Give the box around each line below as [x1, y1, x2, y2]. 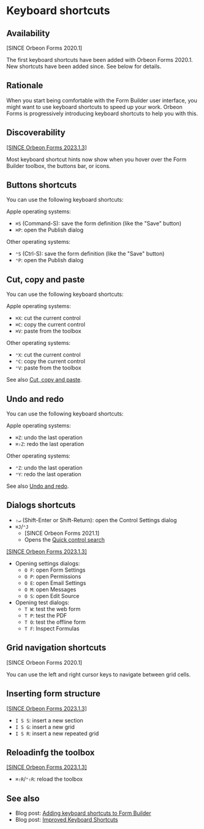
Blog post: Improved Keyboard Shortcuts [15, 816, 118, 823]
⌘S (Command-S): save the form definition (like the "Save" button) [15, 220, 182, 227]
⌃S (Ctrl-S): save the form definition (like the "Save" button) [15, 250, 165, 257]
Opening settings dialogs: [15, 559, 80, 567]
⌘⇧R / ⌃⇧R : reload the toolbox [15, 776, 83, 783]
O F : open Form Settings [24, 566, 86, 573]
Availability [6, 28, 50, 39]
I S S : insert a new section [15, 716, 84, 724]
